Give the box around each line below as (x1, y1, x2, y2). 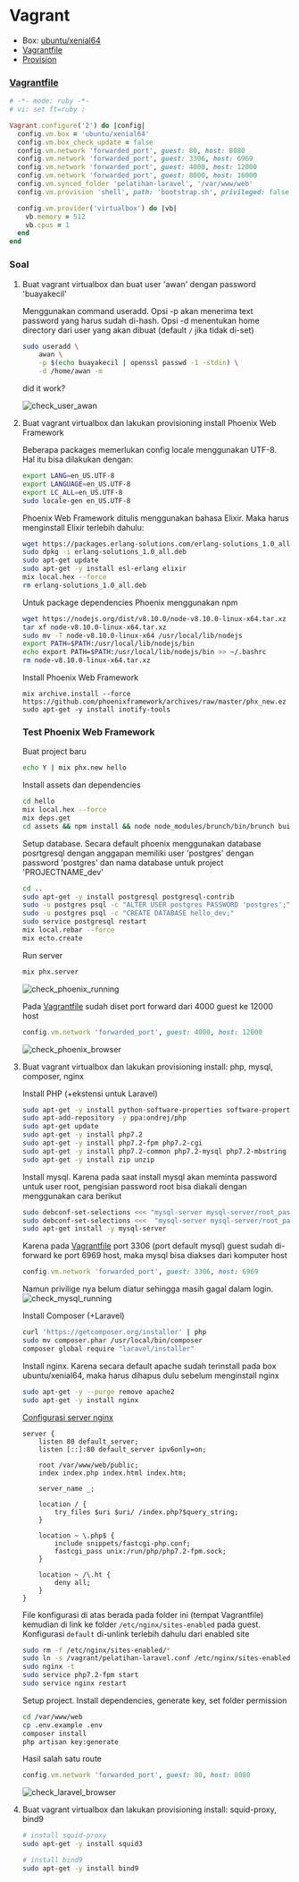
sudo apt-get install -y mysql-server (21, 1224, 167, 1233)
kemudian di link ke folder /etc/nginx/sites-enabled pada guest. (21, 1619, 262, 1630)
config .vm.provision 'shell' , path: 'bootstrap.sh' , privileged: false (17, 187, 290, 197)
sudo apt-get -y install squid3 (21, 1840, 143, 1849)
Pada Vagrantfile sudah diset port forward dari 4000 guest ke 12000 (21, 1001, 274, 1011)
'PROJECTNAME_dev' (21, 866, 104, 877)
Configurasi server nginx (21, 1411, 114, 1423)
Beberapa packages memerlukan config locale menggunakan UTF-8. (21, 445, 278, 456)
